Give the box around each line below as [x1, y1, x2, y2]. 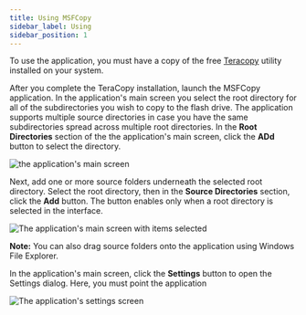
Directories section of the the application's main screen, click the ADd [9, 131, 276, 142]
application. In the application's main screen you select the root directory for [9, 92, 297, 103]
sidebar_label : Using [9, 22, 92, 31]
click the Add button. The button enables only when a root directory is [9, 195, 274, 206]
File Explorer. [9, 250, 59, 261]
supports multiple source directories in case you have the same [9, 111, 248, 123]
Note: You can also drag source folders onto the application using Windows [9, 241, 295, 252]
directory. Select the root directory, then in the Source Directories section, [9, 186, 290, 197]
